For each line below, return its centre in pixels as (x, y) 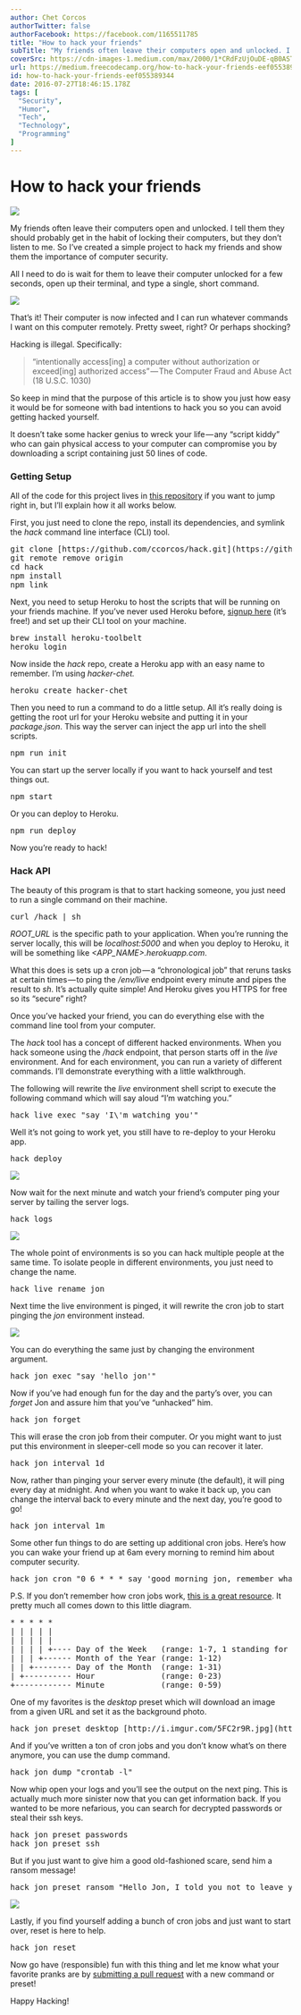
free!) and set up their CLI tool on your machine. (98, 620)
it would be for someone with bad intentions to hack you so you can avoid (146, 407)
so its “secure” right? (49, 999)
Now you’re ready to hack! (59, 847)
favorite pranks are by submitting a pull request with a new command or (142, 1974)
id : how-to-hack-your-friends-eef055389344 (92, 76)
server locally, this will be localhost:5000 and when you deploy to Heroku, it (150, 943)
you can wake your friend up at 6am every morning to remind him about (142, 1553)
